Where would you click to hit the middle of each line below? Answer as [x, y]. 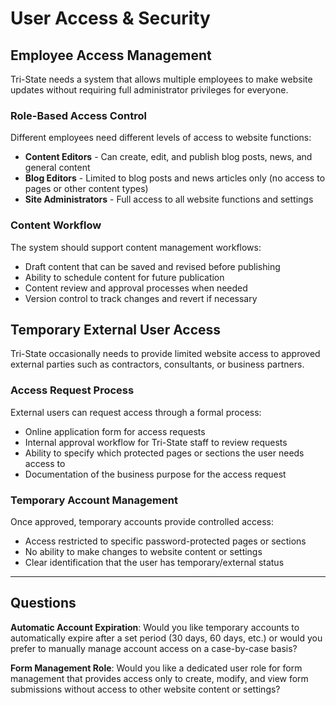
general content [57, 168]
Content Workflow [56, 225]
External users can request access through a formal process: [136, 412]
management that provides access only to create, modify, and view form [159, 678]
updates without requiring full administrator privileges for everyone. [149, 90]
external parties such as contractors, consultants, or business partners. [157, 364]
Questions [43, 603]
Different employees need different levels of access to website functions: [161, 138]
